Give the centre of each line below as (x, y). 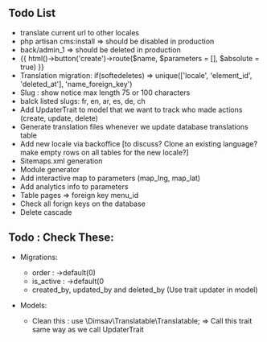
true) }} (32, 67)
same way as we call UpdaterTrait (88, 329)
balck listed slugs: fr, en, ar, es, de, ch (83, 101)
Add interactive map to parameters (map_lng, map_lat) (110, 178)
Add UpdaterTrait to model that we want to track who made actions (131, 109)
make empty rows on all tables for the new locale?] (104, 152)
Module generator (50, 169)
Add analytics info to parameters (74, 186)
